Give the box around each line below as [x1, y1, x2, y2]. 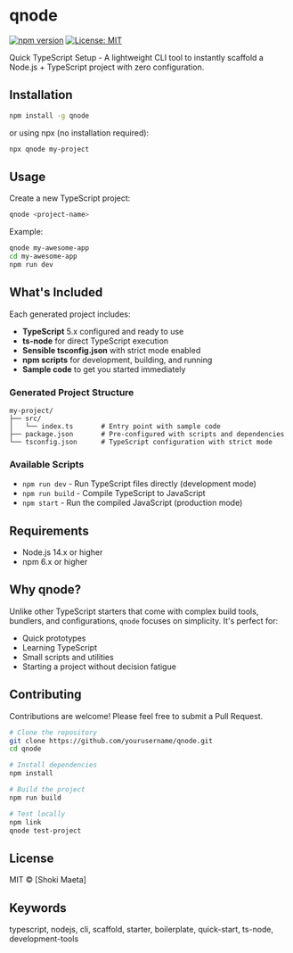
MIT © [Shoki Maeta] [9, 874, 87, 885]
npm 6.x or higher [21, 557, 88, 568]
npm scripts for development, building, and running [21, 354, 213, 365]
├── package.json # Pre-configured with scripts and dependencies [9, 429, 285, 438]
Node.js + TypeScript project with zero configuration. [9, 62, 205, 72]
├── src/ [9, 414, 42, 423]
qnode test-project [9, 826, 82, 835]
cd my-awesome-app [9, 252, 77, 261]
